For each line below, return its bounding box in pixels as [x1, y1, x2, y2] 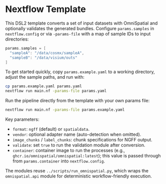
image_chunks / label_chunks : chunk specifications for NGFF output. [12, 137, 152, 143]
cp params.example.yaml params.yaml [5, 84, 82, 89]
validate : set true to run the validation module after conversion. [12, 142, 145, 148]
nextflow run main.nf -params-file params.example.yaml [5, 107, 125, 112]
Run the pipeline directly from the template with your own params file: [5, 98, 150, 104]
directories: [5, 36, 29, 42]
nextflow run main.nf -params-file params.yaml [5, 89, 107, 94]
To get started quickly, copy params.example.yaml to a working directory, [5, 69, 155, 75]
